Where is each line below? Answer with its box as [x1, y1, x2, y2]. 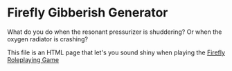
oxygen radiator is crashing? [7, 34, 89, 43]
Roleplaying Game [7, 55, 60, 63]
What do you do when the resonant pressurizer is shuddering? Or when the [7, 28, 222, 36]
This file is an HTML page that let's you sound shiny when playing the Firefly [7, 48, 226, 57]
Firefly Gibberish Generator [7, 5, 168, 21]
